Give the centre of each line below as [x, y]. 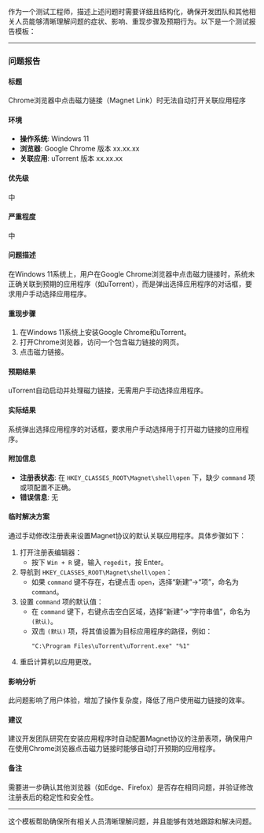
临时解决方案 [29, 517]
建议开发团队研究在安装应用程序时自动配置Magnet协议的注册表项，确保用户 [131, 738]
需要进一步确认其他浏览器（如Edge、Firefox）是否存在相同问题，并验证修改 [131, 787]
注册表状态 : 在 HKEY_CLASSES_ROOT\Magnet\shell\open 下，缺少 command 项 [137, 477]
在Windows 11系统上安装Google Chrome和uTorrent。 [105, 333]
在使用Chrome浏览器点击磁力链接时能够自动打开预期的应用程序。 [114, 749]
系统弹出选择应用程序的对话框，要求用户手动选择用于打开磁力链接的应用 [125, 429]
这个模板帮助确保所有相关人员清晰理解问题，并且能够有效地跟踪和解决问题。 [132, 821]
